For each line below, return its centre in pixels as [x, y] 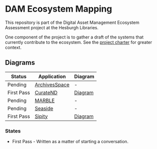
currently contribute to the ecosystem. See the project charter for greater [79, 42]
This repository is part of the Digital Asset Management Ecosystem [72, 22]
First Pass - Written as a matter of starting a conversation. [70, 142]
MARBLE [45, 100]
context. [13, 47]
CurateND [46, 93]
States [13, 131]
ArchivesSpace [52, 85]
